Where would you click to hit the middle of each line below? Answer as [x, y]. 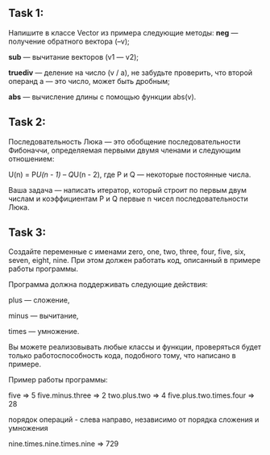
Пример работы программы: [58, 380]
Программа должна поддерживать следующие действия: [108, 285]
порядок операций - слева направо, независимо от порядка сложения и [134, 420]
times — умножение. [44, 332]
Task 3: [27, 233]
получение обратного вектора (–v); [69, 41]
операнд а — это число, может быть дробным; [89, 81]
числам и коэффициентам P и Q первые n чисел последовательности [128, 198]
